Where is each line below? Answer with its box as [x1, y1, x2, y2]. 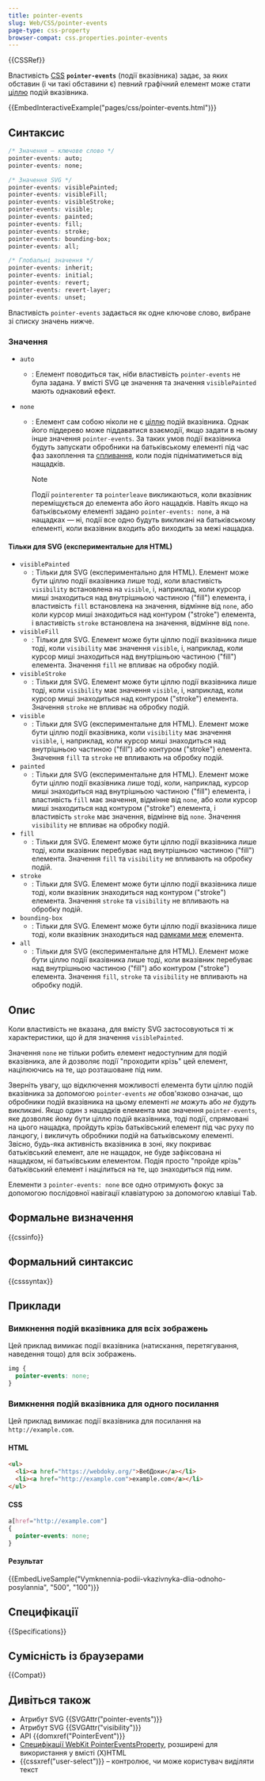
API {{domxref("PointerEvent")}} [19, 1731, 126, 1741]
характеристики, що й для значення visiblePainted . [8, 1033, 184, 1042]
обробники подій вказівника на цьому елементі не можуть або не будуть [8, 1097, 257, 1106]
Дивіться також [8, 1693, 91, 1706]
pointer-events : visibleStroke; [8, 198, 115, 206]
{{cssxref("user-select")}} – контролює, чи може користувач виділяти [19, 1756, 255, 1766]
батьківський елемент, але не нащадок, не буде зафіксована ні [8, 1148, 221, 1157]
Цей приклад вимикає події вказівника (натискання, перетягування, [8, 1341, 240, 1351]
